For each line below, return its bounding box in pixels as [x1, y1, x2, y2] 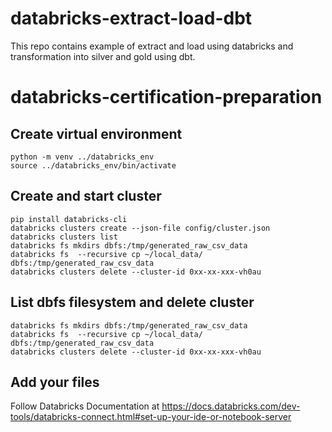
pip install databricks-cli [10, 214, 128, 224]
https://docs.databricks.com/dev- [161, 400, 301, 412]
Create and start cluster [10, 188, 162, 205]
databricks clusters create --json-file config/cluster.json [10, 223, 271, 233]
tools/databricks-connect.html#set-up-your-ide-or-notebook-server [10, 411, 292, 423]
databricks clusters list [10, 232, 118, 242]
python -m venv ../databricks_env [10, 152, 155, 162]
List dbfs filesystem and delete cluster [10, 294, 255, 311]
